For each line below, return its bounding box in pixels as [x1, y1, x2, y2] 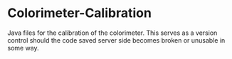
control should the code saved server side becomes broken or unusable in [7, 36, 226, 44]
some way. [7, 43, 39, 52]
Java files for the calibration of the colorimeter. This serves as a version [7, 28, 218, 37]
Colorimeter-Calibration [7, 5, 152, 21]
